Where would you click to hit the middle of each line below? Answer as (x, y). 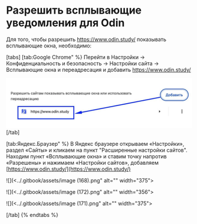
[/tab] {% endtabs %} (32, 215)
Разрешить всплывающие (74, 10)
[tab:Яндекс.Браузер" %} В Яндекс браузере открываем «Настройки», (95, 143)
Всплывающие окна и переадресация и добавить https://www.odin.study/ (98, 69)
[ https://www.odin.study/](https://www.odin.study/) (68, 169)
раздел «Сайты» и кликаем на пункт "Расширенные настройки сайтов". (97, 150)
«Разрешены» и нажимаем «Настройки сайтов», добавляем (83, 162)
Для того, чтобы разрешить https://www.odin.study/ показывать (86, 39)
